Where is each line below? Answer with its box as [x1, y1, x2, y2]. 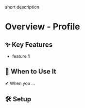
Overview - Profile [5, 21, 80, 32]
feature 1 [12, 54, 30, 59]
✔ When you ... [5, 80, 35, 86]
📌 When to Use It [5, 68, 57, 76]
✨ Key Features [5, 40, 52, 49]
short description [5, 4, 40, 10]
